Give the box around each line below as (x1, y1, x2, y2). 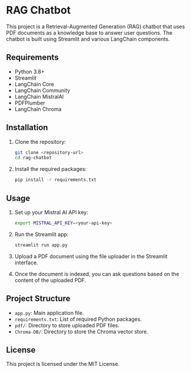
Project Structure (6, 294, 71, 304)
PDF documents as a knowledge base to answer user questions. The (6, 29, 173, 36)
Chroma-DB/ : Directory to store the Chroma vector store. (14, 328, 149, 335)
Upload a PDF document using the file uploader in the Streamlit (14, 253, 167, 260)
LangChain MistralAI (14, 93, 64, 100)
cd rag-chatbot (14, 155, 52, 161)
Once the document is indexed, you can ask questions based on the (14, 270, 180, 277)
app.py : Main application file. (14, 309, 84, 316)
